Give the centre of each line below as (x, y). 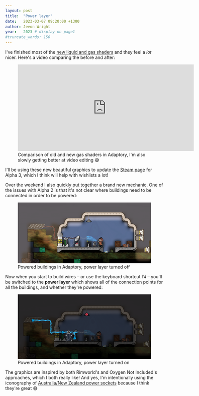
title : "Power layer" (29, 16)
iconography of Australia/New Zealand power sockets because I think (77, 383)
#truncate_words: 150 (28, 37)
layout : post (19, 11)
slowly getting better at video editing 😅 (59, 160)
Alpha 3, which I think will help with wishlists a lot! (57, 175)
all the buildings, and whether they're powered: (54, 287)
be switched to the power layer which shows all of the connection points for (84, 282)
